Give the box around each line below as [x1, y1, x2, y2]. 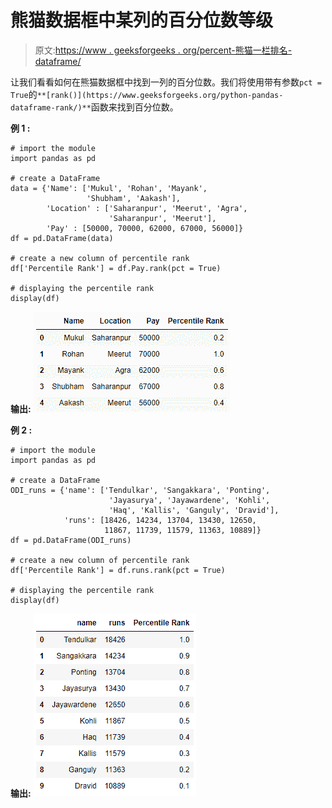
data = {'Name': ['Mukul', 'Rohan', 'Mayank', [10, 183, 208, 193]
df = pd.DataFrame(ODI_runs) [10, 535, 132, 545]
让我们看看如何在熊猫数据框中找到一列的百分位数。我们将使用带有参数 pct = [10, 76, 322, 88]
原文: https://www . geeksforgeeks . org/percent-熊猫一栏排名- [34, 44, 293, 56]
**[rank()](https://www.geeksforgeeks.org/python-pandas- [36, 90, 284, 100]
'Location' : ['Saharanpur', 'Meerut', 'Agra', [46, 203, 248, 213]
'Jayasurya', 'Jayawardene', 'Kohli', [108, 495, 271, 505]
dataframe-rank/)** [10, 102, 92, 113]
